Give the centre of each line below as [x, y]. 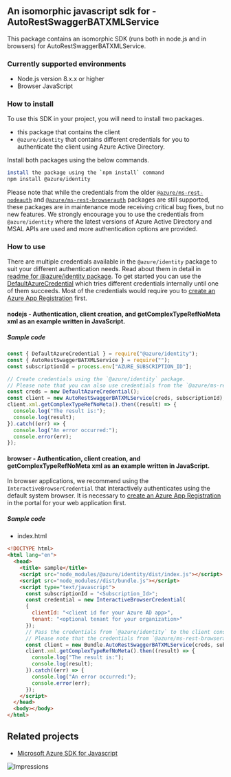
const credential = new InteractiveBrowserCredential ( [106, 600]
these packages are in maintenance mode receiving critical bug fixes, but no [115, 207]
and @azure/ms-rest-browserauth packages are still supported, [122, 200]
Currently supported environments [67, 63]
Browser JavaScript [45, 86]
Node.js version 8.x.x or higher [60, 79]
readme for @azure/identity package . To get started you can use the [104, 276]
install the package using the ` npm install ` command [86, 173]
